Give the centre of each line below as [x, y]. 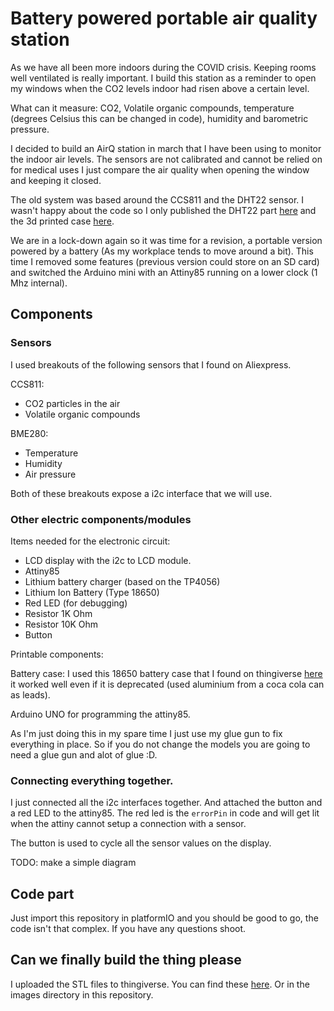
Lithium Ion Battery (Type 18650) [92, 592]
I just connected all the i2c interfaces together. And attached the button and [166, 803]
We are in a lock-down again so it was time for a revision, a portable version [166, 240]
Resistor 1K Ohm [58, 613]
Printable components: [57, 654]
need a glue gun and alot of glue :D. [84, 754]
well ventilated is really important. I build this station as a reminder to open [163, 78]
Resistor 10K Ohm [61, 624]
